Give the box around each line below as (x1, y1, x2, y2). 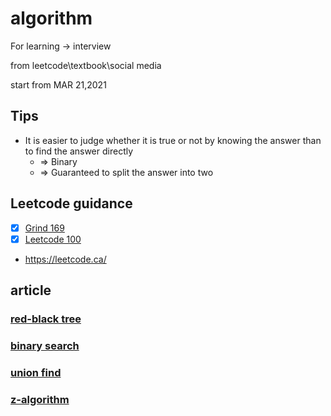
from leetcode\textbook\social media (10, 59, 162, 71)
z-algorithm (10, 392, 70, 406)
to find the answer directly (24, 145, 134, 157)
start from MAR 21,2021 (10, 78, 107, 91)
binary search (10, 338, 80, 352)
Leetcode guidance (10, 195, 133, 212)
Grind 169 (24, 222, 65, 234)
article (10, 282, 52, 299)
